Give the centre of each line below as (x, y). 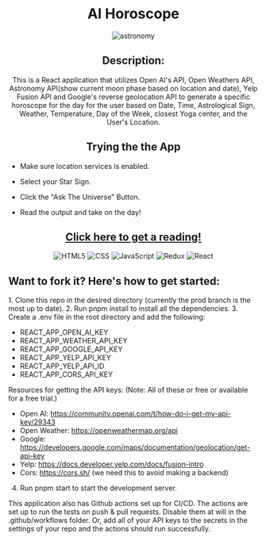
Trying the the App (133, 147)
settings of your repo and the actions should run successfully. (110, 529)
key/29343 (37, 422)
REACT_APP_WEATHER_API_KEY (73, 341)
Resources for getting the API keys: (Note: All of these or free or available (128, 390)
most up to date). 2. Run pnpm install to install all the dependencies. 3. (123, 309)
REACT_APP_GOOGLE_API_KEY (71, 349)
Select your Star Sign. (55, 181)
